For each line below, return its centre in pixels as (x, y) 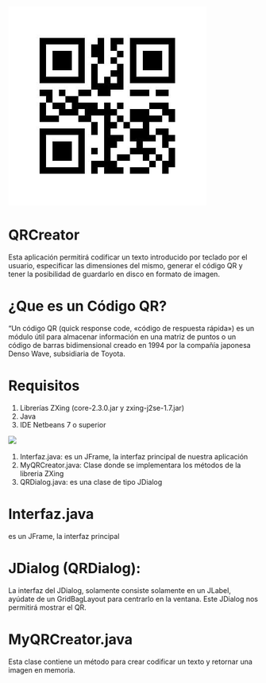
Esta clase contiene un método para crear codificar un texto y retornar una (130, 662)
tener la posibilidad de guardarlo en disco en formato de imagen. (114, 274)
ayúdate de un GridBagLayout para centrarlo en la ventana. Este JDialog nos (133, 599)
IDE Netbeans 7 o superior (63, 424)
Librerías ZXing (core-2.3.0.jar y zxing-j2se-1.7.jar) (102, 408)
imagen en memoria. (42, 669)
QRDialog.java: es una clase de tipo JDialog (91, 482)
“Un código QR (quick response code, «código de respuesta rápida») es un (131, 328)
